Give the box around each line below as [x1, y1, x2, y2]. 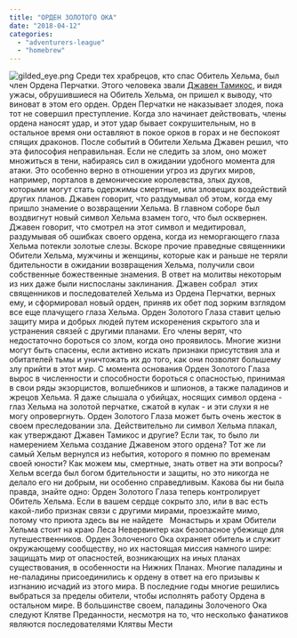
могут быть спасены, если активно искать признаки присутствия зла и [9, 344, 280, 356]
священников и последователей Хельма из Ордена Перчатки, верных [9, 288, 277, 299]
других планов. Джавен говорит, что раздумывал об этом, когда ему [9, 193, 273, 205]
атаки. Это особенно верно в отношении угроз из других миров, [9, 166, 256, 176]
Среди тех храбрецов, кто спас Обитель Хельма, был [76, 70, 280, 81]
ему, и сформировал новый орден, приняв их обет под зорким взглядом [9, 297, 286, 308]
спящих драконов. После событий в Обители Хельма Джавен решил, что [9, 137, 289, 148]
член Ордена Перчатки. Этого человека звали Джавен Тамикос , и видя [9, 80, 283, 91]
